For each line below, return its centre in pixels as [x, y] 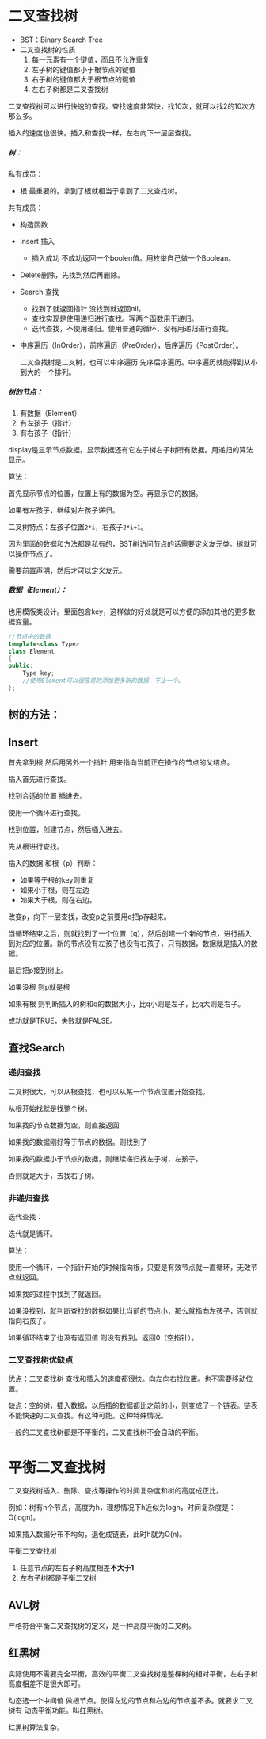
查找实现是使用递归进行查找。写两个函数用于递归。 [115, 318]
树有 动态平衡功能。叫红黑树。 [58, 1710]
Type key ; [39, 673]
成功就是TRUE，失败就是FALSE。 [63, 1021]
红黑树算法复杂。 [36, 1727]
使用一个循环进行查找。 [46, 813]
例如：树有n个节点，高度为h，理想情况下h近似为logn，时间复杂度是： [122, 1508]
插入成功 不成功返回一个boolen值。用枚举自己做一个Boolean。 [133, 257]
